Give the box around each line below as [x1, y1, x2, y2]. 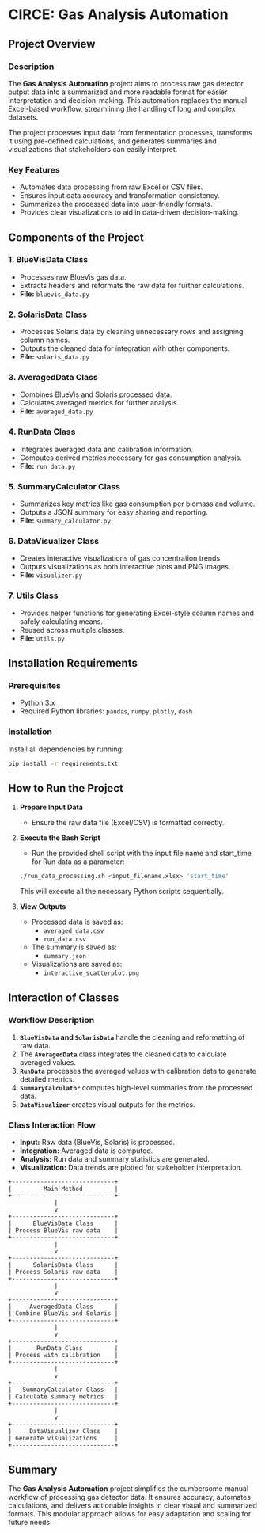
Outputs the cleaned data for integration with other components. [19, 344, 230, 353]
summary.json [43, 953, 87, 961]
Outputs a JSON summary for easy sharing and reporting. [19, 508, 208, 517]
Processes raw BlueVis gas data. [19, 272, 127, 282]
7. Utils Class [8, 590, 59, 601]
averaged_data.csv [43, 927, 104, 935]
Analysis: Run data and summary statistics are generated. [19, 1155, 210, 1164]
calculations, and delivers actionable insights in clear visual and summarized [8, 1501, 258, 1510]
